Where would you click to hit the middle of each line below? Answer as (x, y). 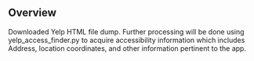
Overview (33, 13)
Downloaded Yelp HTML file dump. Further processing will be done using (126, 31)
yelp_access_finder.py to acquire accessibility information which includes (127, 40)
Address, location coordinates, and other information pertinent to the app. (127, 48)
